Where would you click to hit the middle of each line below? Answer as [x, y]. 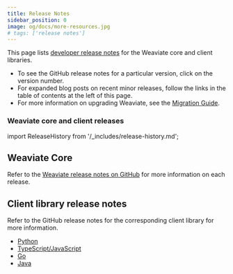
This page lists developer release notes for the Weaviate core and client [110, 53]
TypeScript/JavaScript [49, 249]
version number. [41, 81]
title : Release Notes [39, 14]
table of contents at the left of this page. [75, 96]
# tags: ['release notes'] [46, 33]
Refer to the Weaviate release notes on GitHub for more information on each [116, 175]
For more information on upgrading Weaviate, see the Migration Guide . [119, 103]
